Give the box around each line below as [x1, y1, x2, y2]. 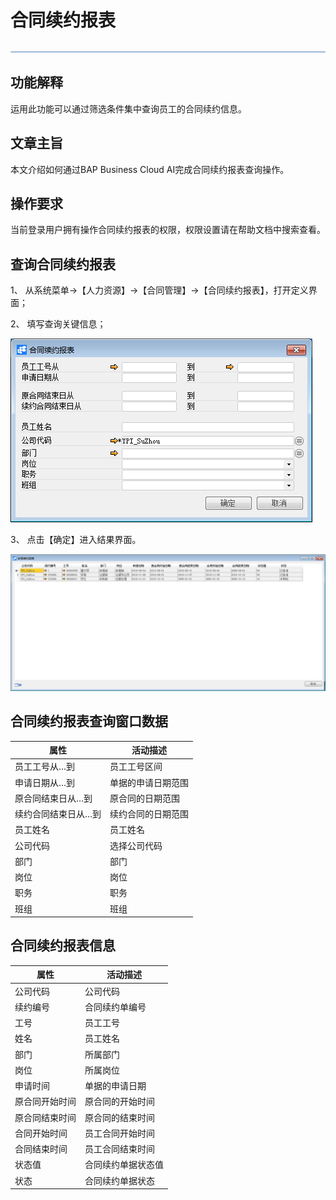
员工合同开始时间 [84, 1127, 155, 1139]
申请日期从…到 [14, 776, 76, 788]
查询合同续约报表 [10, 256, 116, 273]
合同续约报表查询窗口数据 [10, 713, 168, 730]
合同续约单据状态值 [84, 1159, 164, 1171]
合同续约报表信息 [10, 937, 116, 955]
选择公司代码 [109, 839, 163, 851]
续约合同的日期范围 [109, 808, 190, 820]
